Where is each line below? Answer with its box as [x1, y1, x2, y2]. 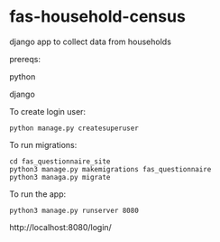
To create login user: [9, 106, 87, 116]
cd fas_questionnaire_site [9, 156, 111, 166]
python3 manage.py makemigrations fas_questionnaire [9, 164, 212, 173]
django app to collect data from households [9, 36, 171, 47]
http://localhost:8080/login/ [9, 221, 113, 232]
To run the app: [9, 188, 67, 200]
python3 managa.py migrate [9, 172, 111, 181]
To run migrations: [9, 139, 78, 150]
